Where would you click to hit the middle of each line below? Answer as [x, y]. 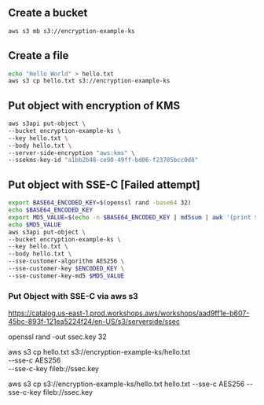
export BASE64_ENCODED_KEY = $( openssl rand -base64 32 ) [100, 203]
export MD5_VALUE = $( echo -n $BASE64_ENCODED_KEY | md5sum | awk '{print [130, 217]
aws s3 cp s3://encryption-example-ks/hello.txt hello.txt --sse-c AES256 [126, 384]
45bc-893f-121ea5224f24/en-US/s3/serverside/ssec [94, 322]
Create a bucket [48, 13]
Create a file [38, 55]
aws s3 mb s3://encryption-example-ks [71, 31]
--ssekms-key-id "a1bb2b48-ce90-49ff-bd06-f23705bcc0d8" [103, 160]
